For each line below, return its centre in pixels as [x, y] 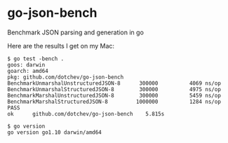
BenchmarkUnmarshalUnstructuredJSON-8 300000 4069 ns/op [114, 83]
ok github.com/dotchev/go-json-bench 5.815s [86, 114]
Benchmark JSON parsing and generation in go [75, 32]
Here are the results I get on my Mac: [61, 46]
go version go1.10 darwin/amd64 [54, 132]
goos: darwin [26, 64]
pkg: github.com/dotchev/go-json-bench [66, 77]
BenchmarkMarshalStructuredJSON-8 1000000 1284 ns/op [114, 102]
